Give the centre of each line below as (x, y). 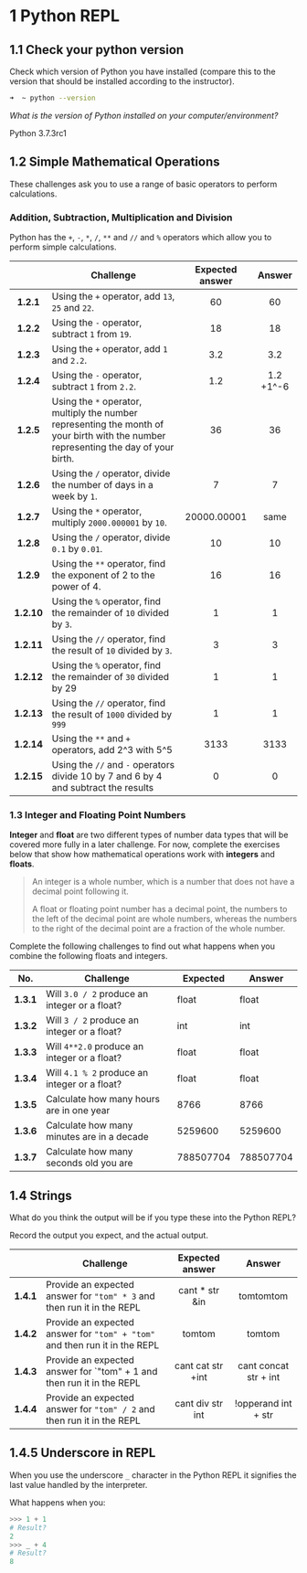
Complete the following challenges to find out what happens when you (143, 946)
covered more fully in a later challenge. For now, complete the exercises (145, 845)
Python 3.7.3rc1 (38, 133)
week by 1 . (74, 496)
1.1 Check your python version (97, 50)
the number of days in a (102, 484)
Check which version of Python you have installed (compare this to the (143, 71)
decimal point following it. (80, 891)
